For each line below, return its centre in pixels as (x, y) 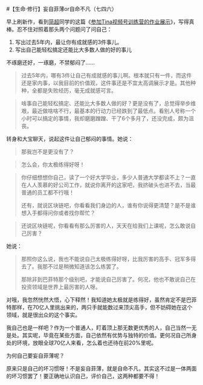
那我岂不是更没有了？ (47, 152)
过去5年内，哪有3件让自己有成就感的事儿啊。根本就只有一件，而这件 (106, 75)
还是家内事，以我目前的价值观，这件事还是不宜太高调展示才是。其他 (106, 83)
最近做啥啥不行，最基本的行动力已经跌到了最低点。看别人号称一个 (114, 111)
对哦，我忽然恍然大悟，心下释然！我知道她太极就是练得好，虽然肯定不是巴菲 (101, 300)
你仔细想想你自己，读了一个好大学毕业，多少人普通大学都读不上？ (103, 177)
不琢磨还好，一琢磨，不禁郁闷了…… (51, 63)
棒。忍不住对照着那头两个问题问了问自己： (59, 29)
